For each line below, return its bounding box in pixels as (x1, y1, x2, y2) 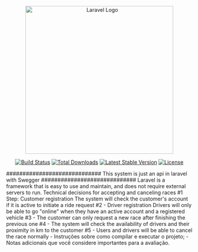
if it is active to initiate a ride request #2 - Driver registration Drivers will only (6, 202, 192, 208)
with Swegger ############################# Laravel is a (6, 176, 165, 183)
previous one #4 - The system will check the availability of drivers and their (6, 221, 190, 227)
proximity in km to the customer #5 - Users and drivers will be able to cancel (6, 227, 193, 234)
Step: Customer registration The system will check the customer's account (6, 195, 188, 202)
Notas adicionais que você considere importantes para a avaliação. (6, 240, 170, 246)
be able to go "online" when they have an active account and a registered (6, 208, 185, 215)
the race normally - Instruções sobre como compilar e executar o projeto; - (6, 233, 189, 240)
